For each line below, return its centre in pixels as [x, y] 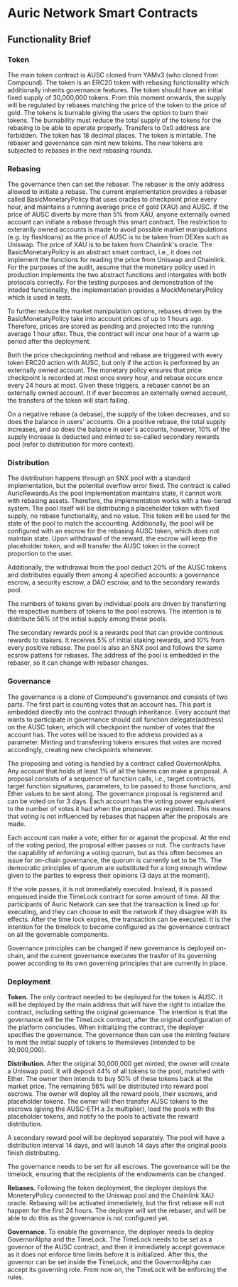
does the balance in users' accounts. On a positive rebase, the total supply [117, 422]
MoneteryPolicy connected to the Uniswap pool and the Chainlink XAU [111, 1195]
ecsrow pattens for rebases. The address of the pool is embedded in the [113, 656]
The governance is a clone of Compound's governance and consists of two [118, 697]
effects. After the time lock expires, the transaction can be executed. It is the [119, 919]
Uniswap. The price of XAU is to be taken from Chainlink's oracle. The [110, 245]
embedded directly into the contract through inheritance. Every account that [119, 712]
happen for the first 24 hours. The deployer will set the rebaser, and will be [117, 1211]
